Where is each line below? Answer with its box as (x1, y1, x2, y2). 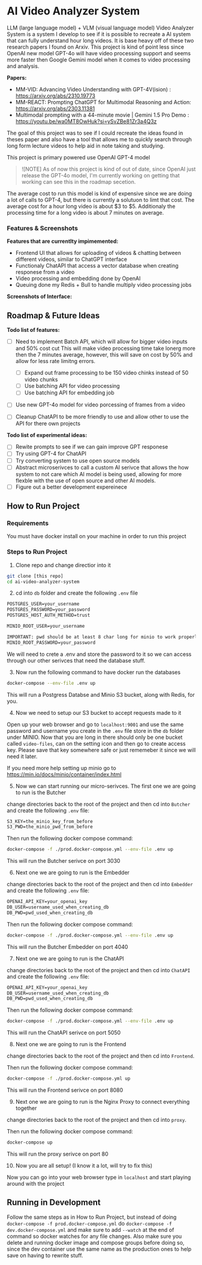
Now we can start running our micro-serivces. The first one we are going (15, 782, 196, 789)
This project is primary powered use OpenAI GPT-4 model (7, 153, 150, 161)
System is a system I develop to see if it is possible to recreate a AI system (7, 30, 191, 37)
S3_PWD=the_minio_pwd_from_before (7, 824, 94, 830)
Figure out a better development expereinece (15, 483, 128, 491)
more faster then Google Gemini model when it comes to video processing (7, 56, 191, 63)
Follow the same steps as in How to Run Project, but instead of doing (7, 1213, 177, 1221)
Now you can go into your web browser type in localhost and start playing (7, 1174, 191, 1181)
